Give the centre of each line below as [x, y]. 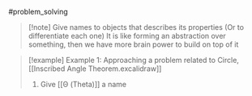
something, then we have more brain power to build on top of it [133, 44]
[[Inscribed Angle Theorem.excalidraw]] [95, 69]
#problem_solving [38, 12]
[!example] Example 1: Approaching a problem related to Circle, [133, 60]
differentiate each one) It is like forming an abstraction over [127, 36]
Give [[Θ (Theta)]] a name [83, 84]
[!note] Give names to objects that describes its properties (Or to [136, 27]
